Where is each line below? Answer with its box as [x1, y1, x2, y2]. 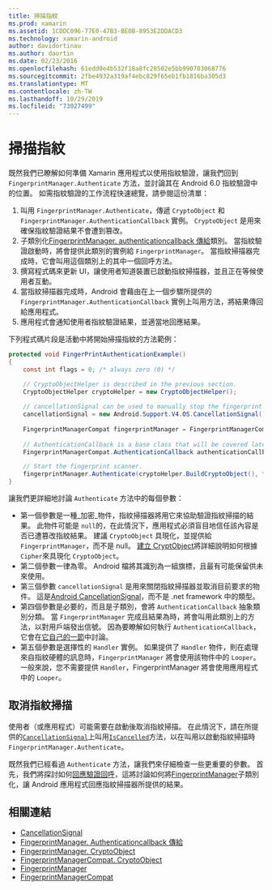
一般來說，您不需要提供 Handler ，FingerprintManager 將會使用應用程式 [19, 662, 258, 673]
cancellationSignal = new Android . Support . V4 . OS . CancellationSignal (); [23, 410, 270, 418]
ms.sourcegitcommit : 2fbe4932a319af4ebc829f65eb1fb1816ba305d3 [8, 72, 227, 80]
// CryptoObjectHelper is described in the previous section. [23, 380, 237, 388]
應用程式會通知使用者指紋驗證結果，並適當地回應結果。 [19, 317, 205, 327]
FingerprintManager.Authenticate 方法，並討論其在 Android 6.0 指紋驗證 [8, 178, 251, 188]
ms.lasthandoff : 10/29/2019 [8, 95, 104, 103]
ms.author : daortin [8, 49, 74, 58]
